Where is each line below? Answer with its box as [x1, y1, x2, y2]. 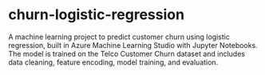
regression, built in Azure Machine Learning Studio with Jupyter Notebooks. [8, 40, 258, 49]
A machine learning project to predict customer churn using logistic [8, 32, 230, 41]
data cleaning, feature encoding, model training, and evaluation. [8, 57, 219, 67]
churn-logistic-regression [8, 6, 185, 24]
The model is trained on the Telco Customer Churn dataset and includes [8, 49, 246, 58]
